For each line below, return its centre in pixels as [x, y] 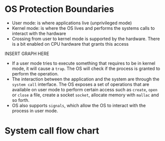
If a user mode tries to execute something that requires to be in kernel [83, 63]
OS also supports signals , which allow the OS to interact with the [79, 105]
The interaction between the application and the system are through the [86, 79]
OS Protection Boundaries [59, 9]
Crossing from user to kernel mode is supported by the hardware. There [86, 39]
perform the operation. [35, 73]
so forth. [21, 100]
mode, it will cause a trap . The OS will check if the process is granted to [86, 69]
